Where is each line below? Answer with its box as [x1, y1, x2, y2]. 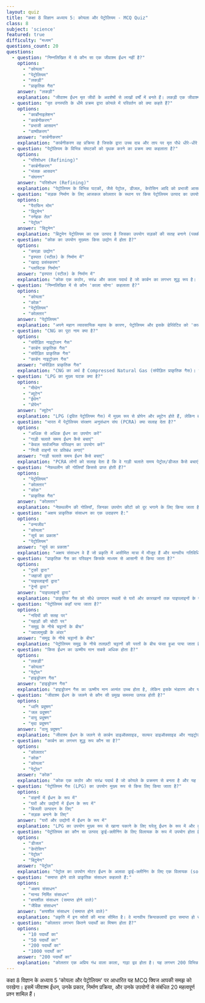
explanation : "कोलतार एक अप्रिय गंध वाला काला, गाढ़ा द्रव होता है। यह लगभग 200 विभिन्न [17, 960, 198, 966]
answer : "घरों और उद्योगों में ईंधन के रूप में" [17, 817, 107, 824]
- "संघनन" [22, 174, 45, 181]
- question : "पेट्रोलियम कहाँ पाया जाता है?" [12, 601, 103, 607]
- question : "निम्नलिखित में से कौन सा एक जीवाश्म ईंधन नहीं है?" [12, 54, 145, 61]
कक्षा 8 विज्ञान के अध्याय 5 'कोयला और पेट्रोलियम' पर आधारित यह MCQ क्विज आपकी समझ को [6, 976, 192, 983]
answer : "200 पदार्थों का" [17, 954, 73, 960]
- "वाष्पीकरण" [22, 129, 50, 135]
